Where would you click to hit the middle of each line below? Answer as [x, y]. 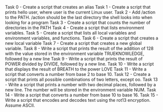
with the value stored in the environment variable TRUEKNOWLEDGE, [75, 54]
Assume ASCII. [20, 105]
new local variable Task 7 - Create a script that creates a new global [73, 43]
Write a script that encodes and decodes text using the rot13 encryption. [78, 100]
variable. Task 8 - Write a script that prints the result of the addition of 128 [79, 48]
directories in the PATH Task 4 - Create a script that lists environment [75, 28]
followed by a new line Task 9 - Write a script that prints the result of [74, 59]
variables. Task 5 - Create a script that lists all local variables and [70, 33]
